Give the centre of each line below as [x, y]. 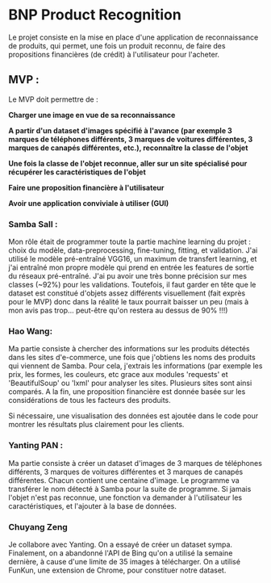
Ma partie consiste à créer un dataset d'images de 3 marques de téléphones [135, 463]
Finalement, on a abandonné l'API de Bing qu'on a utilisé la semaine [121, 553]
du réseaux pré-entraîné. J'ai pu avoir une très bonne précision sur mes [128, 276]
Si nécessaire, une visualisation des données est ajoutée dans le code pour [133, 416]
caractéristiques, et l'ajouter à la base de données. [93, 505]
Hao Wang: [31, 331]
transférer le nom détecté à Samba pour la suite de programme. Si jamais [130, 489]
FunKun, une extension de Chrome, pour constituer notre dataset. [117, 570]
